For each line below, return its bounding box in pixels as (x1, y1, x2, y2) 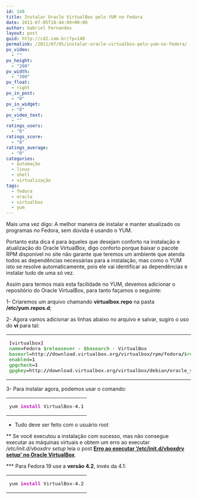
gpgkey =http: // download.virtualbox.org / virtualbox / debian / (9, 367, 170, 374)
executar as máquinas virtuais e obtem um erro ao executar (6, 439, 150, 446)
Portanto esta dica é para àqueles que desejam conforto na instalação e (6, 238, 180, 245)
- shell (11, 172, 30, 178)
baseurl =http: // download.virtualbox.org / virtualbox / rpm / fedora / (9, 351, 185, 357)
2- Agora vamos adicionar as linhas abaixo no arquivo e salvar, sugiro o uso (6, 316, 189, 323)
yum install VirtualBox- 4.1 (9, 404, 84, 410)
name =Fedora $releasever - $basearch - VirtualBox (9, 346, 147, 352)
